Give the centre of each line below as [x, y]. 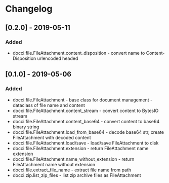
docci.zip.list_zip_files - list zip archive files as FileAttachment [77, 175]
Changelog [29, 9]
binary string [26, 127]
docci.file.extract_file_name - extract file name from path [72, 170]
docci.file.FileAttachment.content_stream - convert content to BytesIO [86, 111]
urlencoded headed [58, 58]
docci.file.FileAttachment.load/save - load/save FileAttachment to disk [86, 143]
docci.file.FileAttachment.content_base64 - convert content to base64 [86, 121]
